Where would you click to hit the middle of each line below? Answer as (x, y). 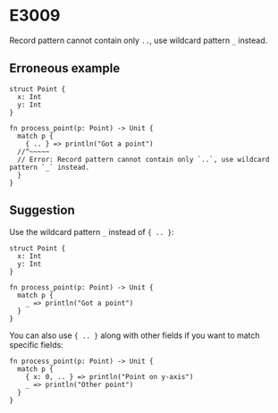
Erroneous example (65, 68)
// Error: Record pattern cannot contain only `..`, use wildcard (143, 159)
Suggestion (42, 211)
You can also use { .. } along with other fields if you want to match (135, 335)
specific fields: (37, 344)
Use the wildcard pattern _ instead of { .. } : (92, 232)
